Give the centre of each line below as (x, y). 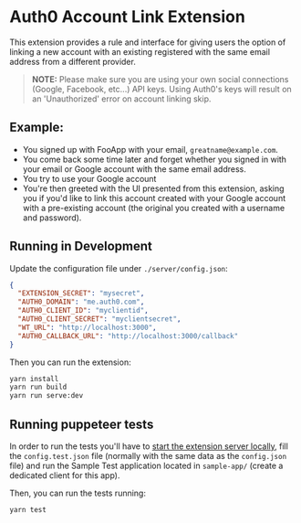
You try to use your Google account (89, 178)
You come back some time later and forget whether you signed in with (155, 159)
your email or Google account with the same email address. (134, 169)
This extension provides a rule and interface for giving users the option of (148, 42)
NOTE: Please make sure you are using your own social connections (160, 79)
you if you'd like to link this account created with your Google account (154, 197)
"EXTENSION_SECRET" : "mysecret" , (81, 294)
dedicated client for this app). (65, 475)
